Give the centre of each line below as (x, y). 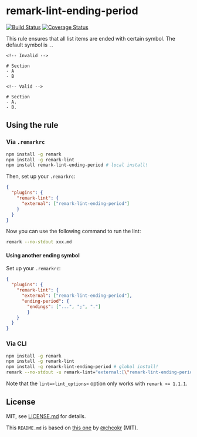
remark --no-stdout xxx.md (39, 242)
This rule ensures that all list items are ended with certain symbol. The (91, 38)
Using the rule (32, 125)
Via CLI (16, 344)
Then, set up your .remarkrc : (41, 176)
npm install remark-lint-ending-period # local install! (77, 165)
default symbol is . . (30, 45)
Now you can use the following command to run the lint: (74, 231)
